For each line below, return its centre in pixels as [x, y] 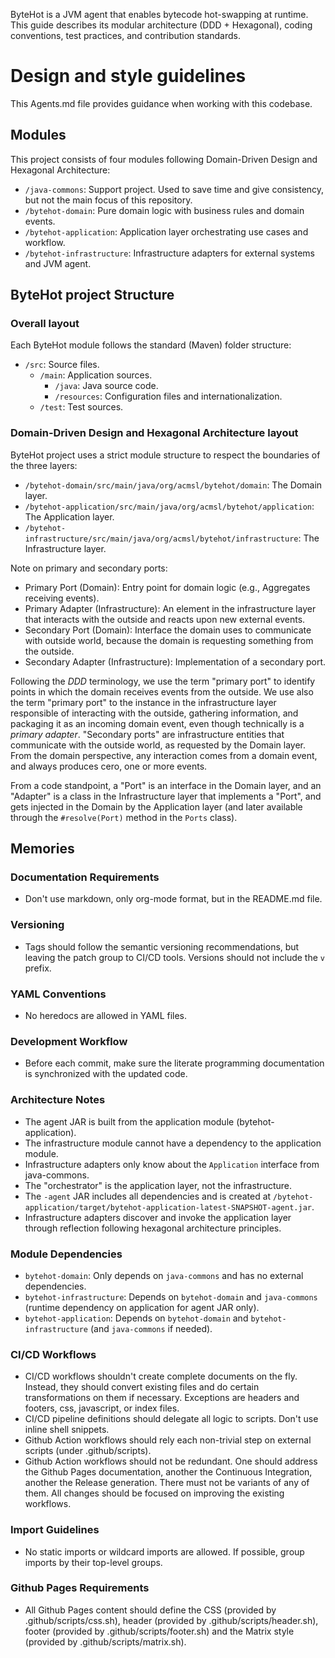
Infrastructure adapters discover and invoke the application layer [158, 1217]
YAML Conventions [58, 994]
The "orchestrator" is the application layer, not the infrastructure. [158, 1185]
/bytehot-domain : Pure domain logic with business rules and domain [164, 210]
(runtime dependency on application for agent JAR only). [142, 1307]
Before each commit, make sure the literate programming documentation [174, 1063]
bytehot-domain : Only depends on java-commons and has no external [164, 1275]
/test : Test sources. [81, 407]
